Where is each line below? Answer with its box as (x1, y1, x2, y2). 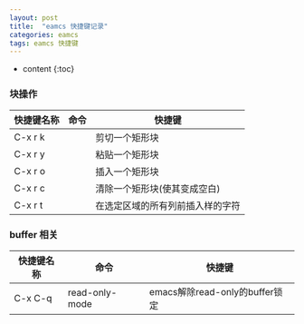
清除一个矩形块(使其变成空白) (95, 182, 221, 195)
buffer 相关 (9, 229, 59, 241)
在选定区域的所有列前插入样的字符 (95, 199, 242, 211)
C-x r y (14, 147, 45, 160)
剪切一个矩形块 (95, 131, 160, 143)
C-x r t (14, 199, 43, 211)
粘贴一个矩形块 (95, 148, 160, 161)
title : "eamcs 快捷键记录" (9, 22, 109, 31)
